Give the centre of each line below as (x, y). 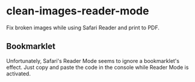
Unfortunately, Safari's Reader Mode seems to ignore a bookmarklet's (93, 60)
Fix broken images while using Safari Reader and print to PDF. (83, 28)
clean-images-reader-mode (78, 11)
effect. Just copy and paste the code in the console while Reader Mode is (97, 67)
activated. (19, 74)
